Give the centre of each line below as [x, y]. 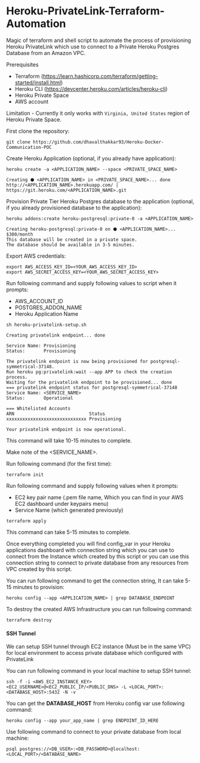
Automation [36, 24]
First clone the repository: [38, 131]
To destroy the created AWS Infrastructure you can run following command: [99, 609]
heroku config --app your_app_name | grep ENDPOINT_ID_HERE [83, 721]
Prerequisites [22, 65]
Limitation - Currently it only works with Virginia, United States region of [98, 113]
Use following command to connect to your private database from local [94, 732]
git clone [19, 142]
